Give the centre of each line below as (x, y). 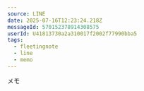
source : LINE (26, 14)
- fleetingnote (36, 47)
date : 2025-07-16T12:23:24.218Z (55, 20)
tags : (15, 40)
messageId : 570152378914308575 (53, 27)
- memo (23, 60)
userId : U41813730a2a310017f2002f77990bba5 (72, 34)
